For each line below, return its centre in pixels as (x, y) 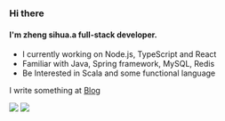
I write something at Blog (55, 91)
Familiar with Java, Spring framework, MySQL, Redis (118, 64)
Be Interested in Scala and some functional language (119, 73)
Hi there (27, 13)
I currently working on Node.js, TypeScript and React (119, 54)
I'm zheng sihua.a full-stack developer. (83, 35)
